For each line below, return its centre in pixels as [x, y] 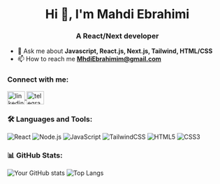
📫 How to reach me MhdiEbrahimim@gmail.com [89, 59]
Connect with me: [38, 79]
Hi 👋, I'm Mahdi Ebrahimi [117, 14]
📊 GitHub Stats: [35, 155]
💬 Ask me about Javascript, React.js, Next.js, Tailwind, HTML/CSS [115, 51]
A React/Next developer [117, 36]
